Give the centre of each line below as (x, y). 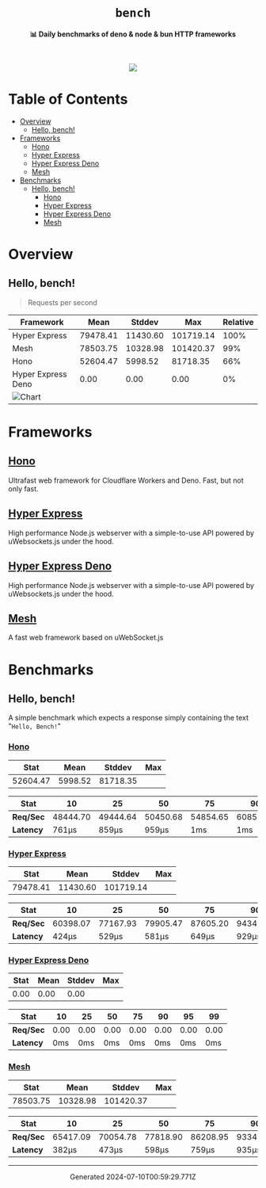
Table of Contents (68, 99)
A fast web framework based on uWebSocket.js (86, 638)
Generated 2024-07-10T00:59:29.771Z (133, 1177)
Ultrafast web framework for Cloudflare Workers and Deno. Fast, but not (126, 480)
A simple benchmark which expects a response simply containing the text (129, 718)
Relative (238, 322)
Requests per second (62, 302)
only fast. (23, 488)
